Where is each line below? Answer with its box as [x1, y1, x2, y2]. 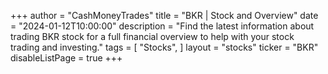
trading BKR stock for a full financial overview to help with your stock [10, 31, 295, 42]
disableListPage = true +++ [10, 52, 123, 64]
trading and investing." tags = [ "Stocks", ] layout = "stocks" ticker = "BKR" [10, 41, 319, 53]
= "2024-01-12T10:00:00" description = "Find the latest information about [10, 20, 315, 32]
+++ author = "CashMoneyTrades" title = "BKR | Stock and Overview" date [10, 10, 319, 21]
